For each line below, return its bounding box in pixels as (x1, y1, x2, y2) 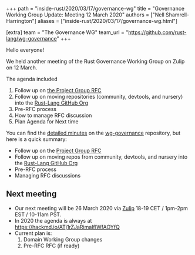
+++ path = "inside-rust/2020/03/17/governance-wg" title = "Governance (6, 5, 185, 12)
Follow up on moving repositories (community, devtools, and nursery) (14, 93, 183, 100)
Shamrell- (165, 11, 190, 18)
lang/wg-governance (6, 35, 57, 42)
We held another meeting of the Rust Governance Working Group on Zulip (6, 58, 185, 65)
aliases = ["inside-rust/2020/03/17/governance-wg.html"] (38, 18, 178, 24)
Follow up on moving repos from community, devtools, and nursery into (14, 153, 188, 160)
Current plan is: (14, 229, 52, 237)
